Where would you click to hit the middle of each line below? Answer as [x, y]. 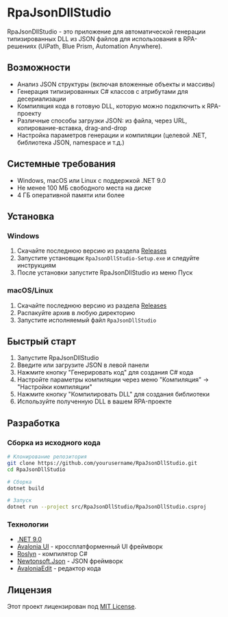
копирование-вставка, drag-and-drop [72, 127]
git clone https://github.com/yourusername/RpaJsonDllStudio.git [102, 463]
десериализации [41, 99]
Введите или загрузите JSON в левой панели [83, 365]
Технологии [28, 525]
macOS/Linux [30, 290]
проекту [29, 113]
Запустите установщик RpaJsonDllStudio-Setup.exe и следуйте [108, 258]
